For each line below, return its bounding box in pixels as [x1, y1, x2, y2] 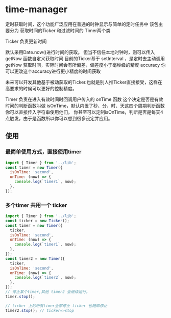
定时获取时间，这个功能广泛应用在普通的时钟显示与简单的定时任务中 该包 [5, 21, 159, 27]
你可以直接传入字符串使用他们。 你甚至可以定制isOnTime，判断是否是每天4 [5, 109, 163, 115]
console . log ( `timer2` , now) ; [14, 275, 77, 280]
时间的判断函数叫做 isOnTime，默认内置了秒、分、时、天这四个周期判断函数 [5, 102, 165, 109]
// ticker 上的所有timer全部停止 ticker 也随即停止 [5, 303, 108, 308]
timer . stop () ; [5, 294, 36, 299]
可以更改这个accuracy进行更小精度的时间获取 [5, 68, 101, 74]
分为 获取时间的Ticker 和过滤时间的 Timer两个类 [9, 27, 111, 34]
